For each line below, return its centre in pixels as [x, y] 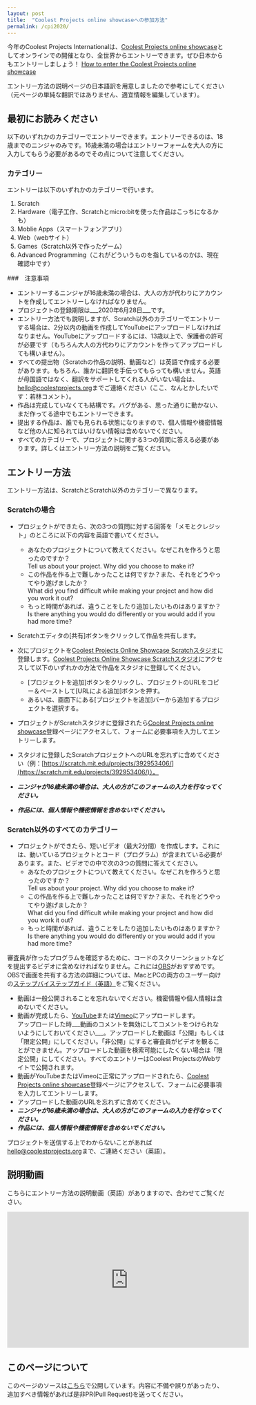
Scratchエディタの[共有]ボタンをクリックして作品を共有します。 [108, 635]
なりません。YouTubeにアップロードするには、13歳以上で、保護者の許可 [120, 336]
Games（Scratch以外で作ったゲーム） [71, 247]
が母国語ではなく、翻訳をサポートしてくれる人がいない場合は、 [108, 379]
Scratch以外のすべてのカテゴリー [63, 830]
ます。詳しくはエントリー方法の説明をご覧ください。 [99, 448]
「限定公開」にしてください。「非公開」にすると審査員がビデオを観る [115, 1041]
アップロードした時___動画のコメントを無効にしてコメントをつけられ [115, 1024]
